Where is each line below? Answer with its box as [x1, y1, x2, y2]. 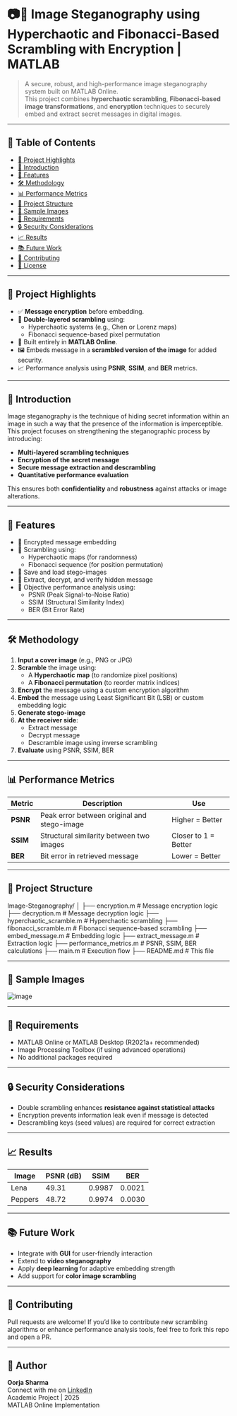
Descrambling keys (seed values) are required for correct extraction [17, 1118, 215, 1127]
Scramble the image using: [17, 663, 97, 672]
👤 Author [7, 1359, 47, 1371]
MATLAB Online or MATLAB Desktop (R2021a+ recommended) [17, 1038, 200, 1047]
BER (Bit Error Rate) [28, 606, 85, 614]
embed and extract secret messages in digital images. [24, 110, 182, 118]
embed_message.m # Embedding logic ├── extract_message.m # [7, 931, 200, 940]
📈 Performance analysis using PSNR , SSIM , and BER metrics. [17, 363, 197, 372]
